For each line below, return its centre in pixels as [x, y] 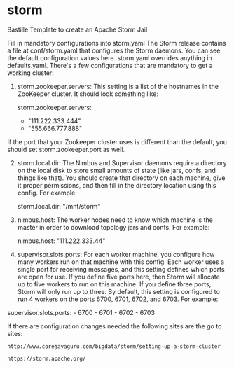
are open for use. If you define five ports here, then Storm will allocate [119, 277]
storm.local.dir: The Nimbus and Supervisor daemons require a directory [122, 162]
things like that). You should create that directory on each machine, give [121, 178]
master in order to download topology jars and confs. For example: [113, 227]
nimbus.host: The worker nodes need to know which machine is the [115, 220]
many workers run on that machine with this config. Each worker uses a [121, 262]
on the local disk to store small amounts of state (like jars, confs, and [116, 170]
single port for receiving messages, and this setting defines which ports [121, 269]
